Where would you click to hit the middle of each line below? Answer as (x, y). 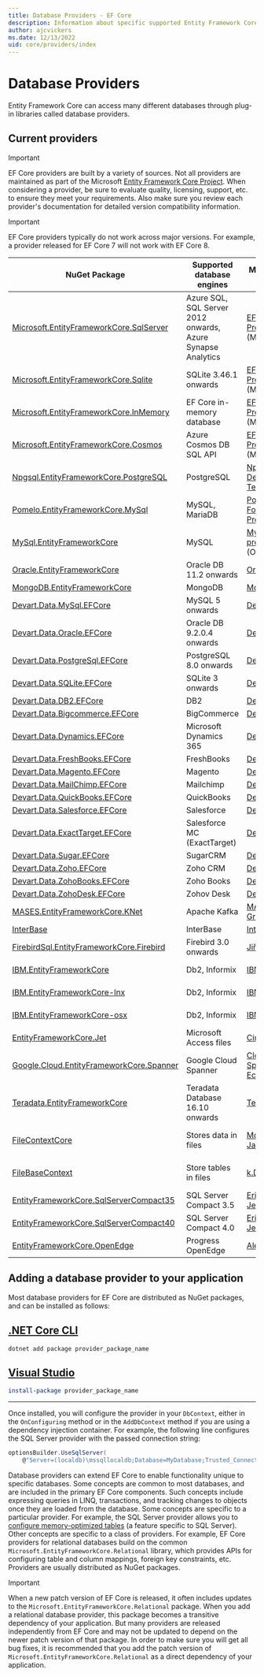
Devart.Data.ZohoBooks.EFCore (71, 881)
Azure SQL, (207, 298)
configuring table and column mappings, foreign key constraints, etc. (120, 1559)
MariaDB (202, 515)
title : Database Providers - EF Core (70, 15)
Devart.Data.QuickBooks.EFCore (72, 797)
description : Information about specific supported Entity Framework (125, 23)
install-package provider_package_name (73, 1391)
